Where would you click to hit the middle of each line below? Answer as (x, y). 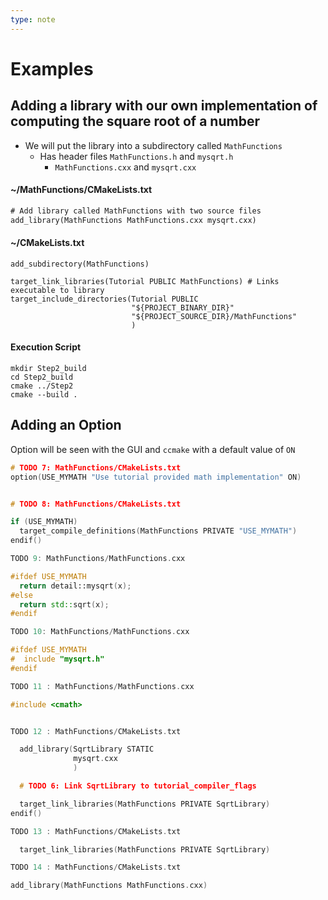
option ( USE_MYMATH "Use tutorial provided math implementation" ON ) (156, 477)
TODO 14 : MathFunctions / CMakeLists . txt (96, 867)
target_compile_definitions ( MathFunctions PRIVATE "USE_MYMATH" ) (158, 531)
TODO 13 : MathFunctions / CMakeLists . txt (96, 831)
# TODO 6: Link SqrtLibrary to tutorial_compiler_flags (138, 786)
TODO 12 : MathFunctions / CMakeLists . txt (96, 731)
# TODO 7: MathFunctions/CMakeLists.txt (96, 467)
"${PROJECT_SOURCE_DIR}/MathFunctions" (214, 316)
